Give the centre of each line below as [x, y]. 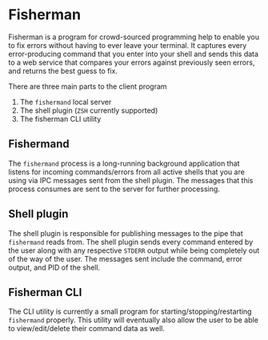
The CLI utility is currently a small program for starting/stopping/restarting [130, 312]
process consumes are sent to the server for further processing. [114, 189]
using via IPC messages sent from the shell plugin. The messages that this [131, 180]
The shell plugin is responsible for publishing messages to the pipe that [126, 233]
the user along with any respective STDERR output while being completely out [134, 250]
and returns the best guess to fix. [63, 70]
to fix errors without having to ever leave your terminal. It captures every [128, 45]
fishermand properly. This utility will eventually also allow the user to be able [133, 320]
